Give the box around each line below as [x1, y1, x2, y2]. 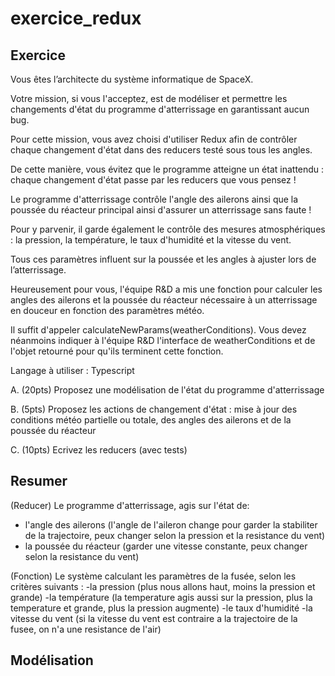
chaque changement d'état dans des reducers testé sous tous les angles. [10, 144, 313, 156]
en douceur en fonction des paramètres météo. [10, 305, 205, 316]
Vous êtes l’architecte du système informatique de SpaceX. [10, 73, 254, 85]
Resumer [10, 473, 68, 490]
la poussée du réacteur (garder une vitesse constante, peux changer [24, 540, 308, 552]
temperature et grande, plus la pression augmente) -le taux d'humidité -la [10, 602, 313, 614]
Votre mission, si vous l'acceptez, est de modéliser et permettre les [10, 93, 288, 104]
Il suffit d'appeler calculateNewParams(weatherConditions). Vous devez [10, 324, 307, 336]
